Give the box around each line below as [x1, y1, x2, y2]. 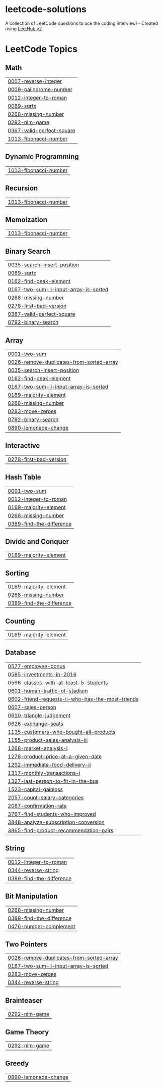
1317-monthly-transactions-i [8, 769, 80, 776]
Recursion [5, 184, 38, 193]
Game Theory [5, 1027, 49, 1036]
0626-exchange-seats [8, 720, 64, 727]
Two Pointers [5, 940, 48, 949]
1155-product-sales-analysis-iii [8, 736, 88, 743]
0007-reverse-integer [8, 77, 62, 84]
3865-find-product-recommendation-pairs [8, 827, 114, 834]
